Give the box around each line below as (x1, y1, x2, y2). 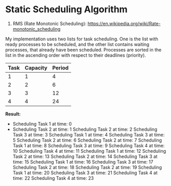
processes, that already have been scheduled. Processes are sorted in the (5, 46, 162, 53)
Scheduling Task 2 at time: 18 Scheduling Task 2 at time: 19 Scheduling (12, 164, 162, 170)
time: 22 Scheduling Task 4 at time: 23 (12, 175, 94, 181)
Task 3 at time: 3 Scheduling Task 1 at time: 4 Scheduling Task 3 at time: (12, 131, 165, 137)
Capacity (25, 64, 47, 71)
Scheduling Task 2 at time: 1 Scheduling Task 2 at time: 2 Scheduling (12, 126, 157, 132)
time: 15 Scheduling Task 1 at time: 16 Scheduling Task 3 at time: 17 (12, 158, 154, 165)
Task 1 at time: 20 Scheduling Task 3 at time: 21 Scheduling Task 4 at (12, 170, 158, 176)
